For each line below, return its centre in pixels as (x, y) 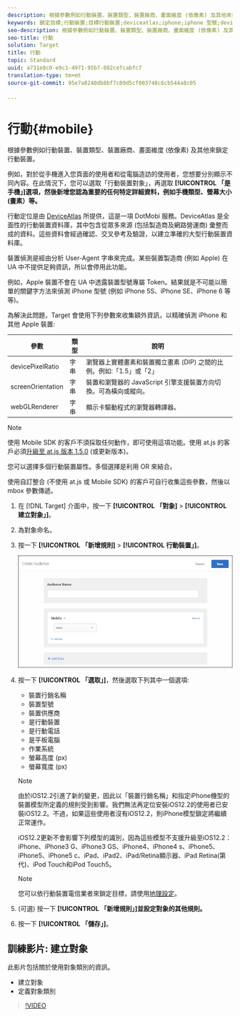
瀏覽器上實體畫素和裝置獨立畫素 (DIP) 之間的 (151, 362)
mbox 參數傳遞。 (32, 491)
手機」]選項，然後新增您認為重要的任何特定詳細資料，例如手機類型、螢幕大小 (120, 192)
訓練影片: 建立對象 (47, 948)
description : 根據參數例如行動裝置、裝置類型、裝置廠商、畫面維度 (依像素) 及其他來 (120, 15)
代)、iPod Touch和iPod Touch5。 (66, 865)
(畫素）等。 (24, 201)
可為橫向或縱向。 (123, 391)
